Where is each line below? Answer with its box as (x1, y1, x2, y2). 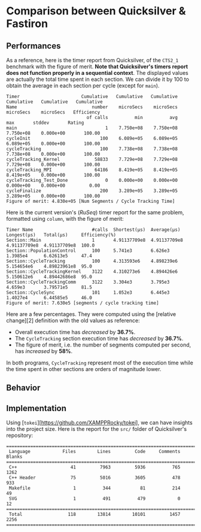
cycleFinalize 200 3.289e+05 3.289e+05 (6, 188, 178, 194)
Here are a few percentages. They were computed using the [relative (6, 311, 176, 318)
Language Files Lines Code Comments (8, 449, 181, 455)
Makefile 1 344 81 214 (8, 485, 181, 491)
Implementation (6, 403, 67, 414)
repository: (6, 432, 33, 439)
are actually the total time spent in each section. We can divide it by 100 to (6, 76, 190, 83)
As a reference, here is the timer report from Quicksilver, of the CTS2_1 (6, 57, 179, 63)
